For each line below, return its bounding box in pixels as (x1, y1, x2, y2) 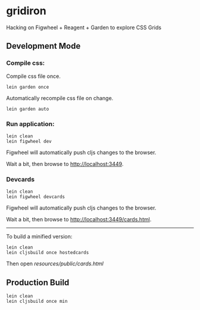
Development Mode (6, 41, 81, 51)
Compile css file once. (6, 73, 61, 80)
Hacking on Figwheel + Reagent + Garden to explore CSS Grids (6, 24, 162, 31)
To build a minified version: (6, 233, 73, 240)
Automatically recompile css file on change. (6, 94, 114, 102)
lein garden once (6, 84, 49, 90)
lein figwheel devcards (6, 194, 65, 200)
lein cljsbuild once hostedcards (6, 250, 89, 256)
